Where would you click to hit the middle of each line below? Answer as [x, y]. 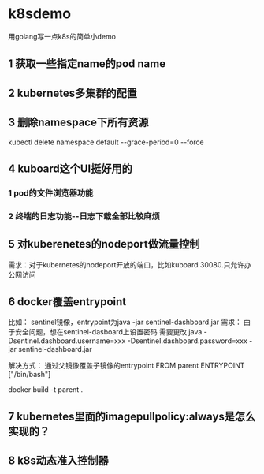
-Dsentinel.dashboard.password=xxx [188, 341]
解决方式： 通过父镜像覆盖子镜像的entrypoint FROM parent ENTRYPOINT [126, 366]
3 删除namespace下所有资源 [78, 123]
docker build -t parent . [46, 390]
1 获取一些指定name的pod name [87, 64]
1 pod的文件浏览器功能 [51, 192]
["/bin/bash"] [30, 375]
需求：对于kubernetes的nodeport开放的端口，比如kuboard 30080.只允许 [126, 264]
